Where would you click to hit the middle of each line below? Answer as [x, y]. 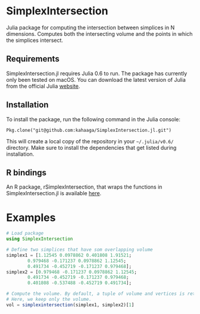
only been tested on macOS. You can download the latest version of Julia [96, 79]
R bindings [26, 172]
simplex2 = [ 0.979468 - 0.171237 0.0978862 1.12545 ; [71, 272]
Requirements [33, 59]
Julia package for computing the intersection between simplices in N [90, 27]
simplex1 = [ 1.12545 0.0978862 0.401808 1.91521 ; [69, 255]
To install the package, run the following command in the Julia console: [93, 119]
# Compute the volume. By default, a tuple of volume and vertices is [96, 294]
